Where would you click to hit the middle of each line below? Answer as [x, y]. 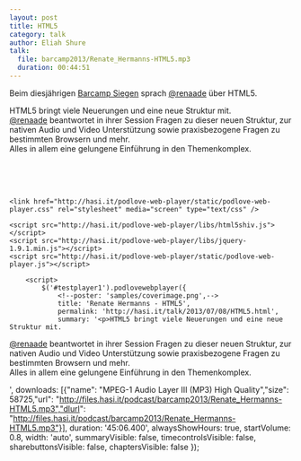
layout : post [34, 17]
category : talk [38, 34]
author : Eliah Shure [48, 43]
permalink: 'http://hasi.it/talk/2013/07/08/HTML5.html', [168, 311]
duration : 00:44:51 [54, 68]
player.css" [31, 209]
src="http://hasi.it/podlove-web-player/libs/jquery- [144, 240]
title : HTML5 [34, 26]
